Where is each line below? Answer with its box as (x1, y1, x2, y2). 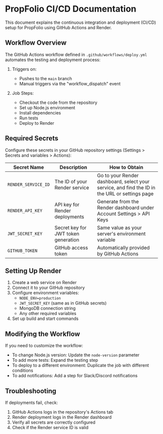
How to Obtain (109, 164, 144, 170)
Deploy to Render (19, 120, 54, 126)
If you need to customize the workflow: (5, 343, 83, 349)
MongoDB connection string (19, 305, 76, 311)
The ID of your (54, 178, 87, 185)
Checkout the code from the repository (19, 100, 98, 105)
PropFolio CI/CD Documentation (5, 3, 137, 15)
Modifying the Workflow (5, 330, 80, 338)
